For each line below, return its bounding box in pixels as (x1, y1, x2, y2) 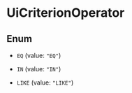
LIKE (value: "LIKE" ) (16, 78, 74, 87)
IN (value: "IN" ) (16, 65, 61, 73)
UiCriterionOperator (6, 5, 125, 21)
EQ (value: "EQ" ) (16, 51, 61, 59)
